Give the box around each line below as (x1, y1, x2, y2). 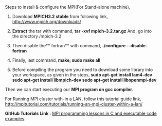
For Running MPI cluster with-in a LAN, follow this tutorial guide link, (5, 96, 142, 102)
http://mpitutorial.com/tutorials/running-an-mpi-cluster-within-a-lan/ (5, 101, 143, 107)
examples (5, 116, 25, 121)
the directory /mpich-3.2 (12, 34, 62, 39)
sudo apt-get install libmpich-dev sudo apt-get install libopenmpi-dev (12, 77, 157, 83)
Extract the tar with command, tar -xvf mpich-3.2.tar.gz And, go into (12, 28, 152, 34)
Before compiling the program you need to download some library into (12, 67, 153, 72)
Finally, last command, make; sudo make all (12, 57, 101, 63)
